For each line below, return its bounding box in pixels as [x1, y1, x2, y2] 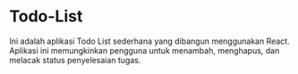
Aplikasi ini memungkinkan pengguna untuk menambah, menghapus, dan [9, 45, 280, 55]
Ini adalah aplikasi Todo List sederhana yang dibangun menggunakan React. [9, 36, 290, 46]
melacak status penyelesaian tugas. [9, 54, 141, 65]
